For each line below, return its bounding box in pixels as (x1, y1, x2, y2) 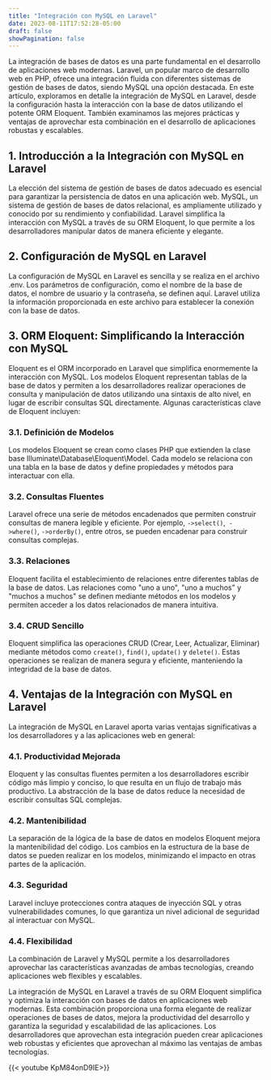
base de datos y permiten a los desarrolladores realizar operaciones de (8, 380, 247, 390)
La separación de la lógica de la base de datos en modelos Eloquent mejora (8, 834, 260, 843)
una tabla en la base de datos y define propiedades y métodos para (8, 462, 234, 472)
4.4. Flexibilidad (8, 935, 73, 946)
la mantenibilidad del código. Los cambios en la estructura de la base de (8, 842, 250, 852)
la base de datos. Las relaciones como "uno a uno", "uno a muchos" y (8, 583, 242, 592)
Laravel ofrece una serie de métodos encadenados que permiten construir (8, 510, 256, 519)
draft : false (8, 27, 53, 35)
